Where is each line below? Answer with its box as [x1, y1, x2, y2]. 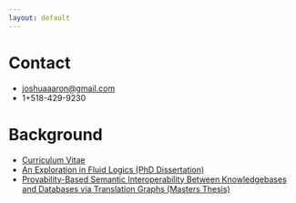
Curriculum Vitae [21, 154, 86, 165]
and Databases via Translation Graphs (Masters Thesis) [21, 183, 230, 194]
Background [8, 124, 103, 145]
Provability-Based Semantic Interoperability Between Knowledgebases [21, 174, 288, 185]
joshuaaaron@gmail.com [21, 83, 116, 94]
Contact [8, 52, 71, 73]
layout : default [8, 13, 70, 23]
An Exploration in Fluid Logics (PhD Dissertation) [21, 164, 205, 175]
